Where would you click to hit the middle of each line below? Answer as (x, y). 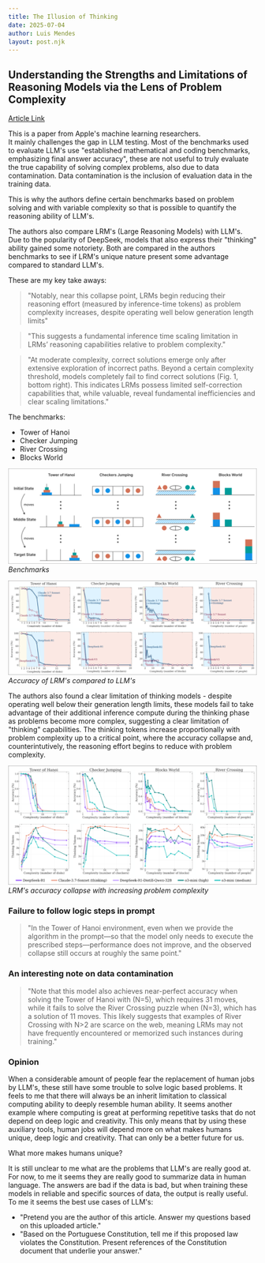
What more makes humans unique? (65, 1153)
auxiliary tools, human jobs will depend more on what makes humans (120, 1130)
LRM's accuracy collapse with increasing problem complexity (108, 891)
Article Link (26, 118)
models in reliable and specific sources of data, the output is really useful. (128, 1193)
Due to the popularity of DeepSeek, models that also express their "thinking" (132, 240)
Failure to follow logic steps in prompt (82, 911)
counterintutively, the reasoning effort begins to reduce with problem (120, 746)
